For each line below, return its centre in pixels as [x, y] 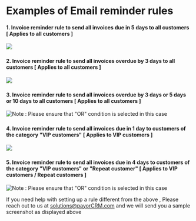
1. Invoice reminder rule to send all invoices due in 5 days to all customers [98, 27]
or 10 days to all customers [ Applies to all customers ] [74, 101]
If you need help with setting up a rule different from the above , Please [92, 199]
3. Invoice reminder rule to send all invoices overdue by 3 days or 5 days [96, 95]
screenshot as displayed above [44, 212]
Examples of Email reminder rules [90, 11]
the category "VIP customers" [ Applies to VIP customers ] [79, 135]
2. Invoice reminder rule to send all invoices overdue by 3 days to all [91, 61]
